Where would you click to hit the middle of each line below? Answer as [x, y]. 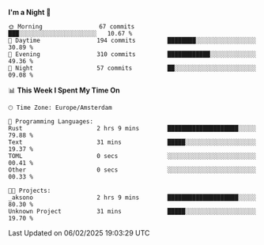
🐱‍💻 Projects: [30, 190]
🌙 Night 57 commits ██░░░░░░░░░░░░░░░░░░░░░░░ [132, 68]
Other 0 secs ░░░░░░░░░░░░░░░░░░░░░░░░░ [132, 170]
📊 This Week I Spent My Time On [64, 90]
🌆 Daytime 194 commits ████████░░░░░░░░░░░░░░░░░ [132, 40]
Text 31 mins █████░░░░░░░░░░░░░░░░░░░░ [132, 142]
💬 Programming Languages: [51, 122]
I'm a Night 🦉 [30, 12]
